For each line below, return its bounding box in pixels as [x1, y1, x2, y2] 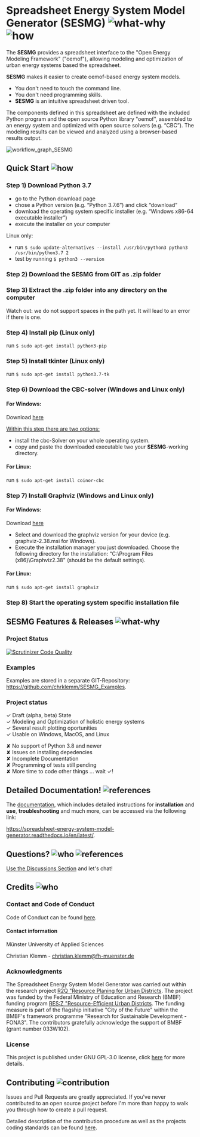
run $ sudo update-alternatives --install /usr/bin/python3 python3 [14, 243, 188, 251]
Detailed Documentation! [6, 785, 101, 795]
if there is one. [6, 313, 42, 321]
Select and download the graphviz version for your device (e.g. [14, 531, 170, 538]
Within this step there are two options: [6, 425, 100, 432]
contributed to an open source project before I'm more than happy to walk [6, 1100, 189, 1107]
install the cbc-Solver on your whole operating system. [14, 437, 150, 444]
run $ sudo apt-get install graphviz [6, 584, 99, 591]
